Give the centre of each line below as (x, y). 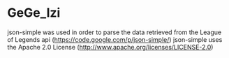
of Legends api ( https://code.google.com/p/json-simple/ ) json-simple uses (115, 39)
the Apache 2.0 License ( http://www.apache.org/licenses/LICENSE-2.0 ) (110, 47)
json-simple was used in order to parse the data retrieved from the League (114, 32)
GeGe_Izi (34, 13)
